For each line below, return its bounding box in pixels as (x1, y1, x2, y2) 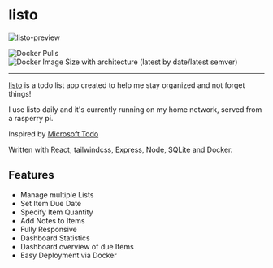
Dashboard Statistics (19, 233, 91, 243)
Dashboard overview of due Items (19, 241, 134, 251)
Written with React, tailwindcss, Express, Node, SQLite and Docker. (8, 145, 233, 154)
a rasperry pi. (8, 113, 54, 123)
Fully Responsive (19, 224, 77, 234)
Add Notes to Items (19, 215, 85, 225)
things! (8, 89, 32, 98)
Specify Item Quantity (19, 207, 93, 217)
